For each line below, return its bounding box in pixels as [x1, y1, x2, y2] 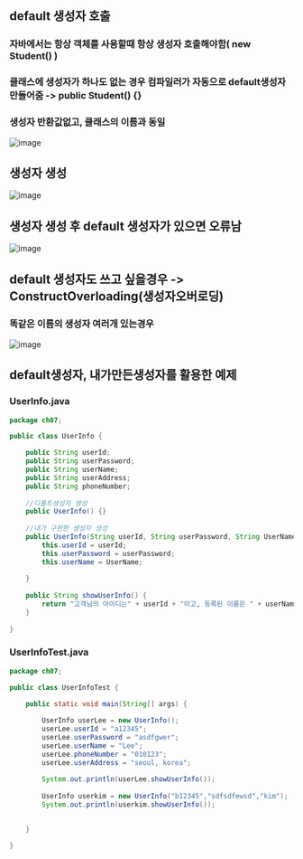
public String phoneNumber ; [25, 482, 131, 491]
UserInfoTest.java [9, 646, 89, 658]
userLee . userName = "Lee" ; [41, 741, 143, 750]
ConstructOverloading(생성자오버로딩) [9, 288, 224, 304]
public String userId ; [25, 448, 111, 458]
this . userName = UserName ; [41, 557, 143, 567]
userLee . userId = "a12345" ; [41, 724, 147, 734]
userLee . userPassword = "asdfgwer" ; [41, 733, 179, 742]
